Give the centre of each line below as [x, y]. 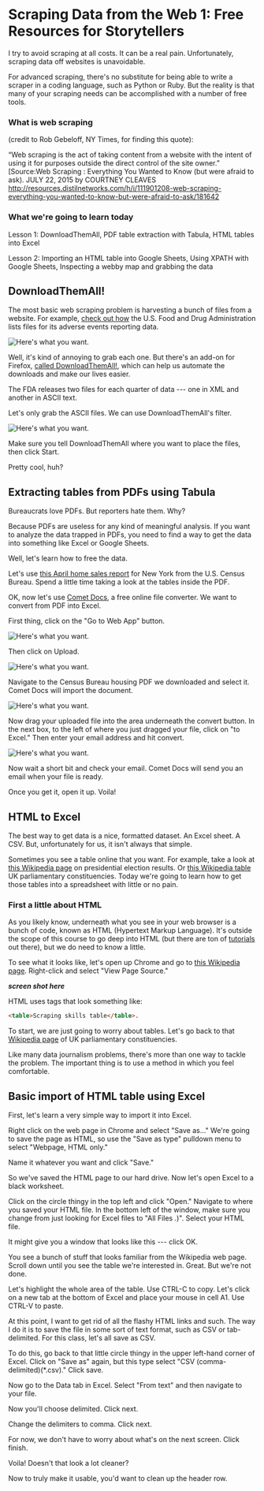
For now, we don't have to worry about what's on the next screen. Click [124, 1439]
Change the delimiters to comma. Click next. [80, 1424]
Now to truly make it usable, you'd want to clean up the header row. [118, 1478]
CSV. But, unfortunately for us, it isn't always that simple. [100, 844]
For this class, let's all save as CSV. [99, 1337]
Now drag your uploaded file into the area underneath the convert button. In [131, 721]
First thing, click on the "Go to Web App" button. [87, 621]
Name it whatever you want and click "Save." [81, 1162]
